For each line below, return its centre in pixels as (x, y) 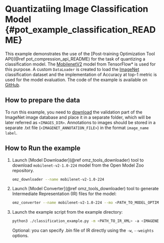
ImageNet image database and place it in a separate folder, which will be (78, 117)
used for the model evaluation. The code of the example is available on (76, 80)
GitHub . (13, 85)
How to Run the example (43, 148)
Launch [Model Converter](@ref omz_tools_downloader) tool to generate (85, 189)
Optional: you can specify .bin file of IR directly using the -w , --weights (83, 230)
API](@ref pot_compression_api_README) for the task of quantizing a (75, 59)
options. (20, 236)
